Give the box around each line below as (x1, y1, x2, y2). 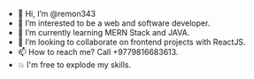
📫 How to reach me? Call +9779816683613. (17, 47, 179, 57)
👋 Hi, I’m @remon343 (17, 9, 96, 19)
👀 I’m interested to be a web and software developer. (17, 18, 211, 28)
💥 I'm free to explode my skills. (17, 59, 131, 70)
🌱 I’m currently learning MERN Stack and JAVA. (17, 28, 190, 37)
